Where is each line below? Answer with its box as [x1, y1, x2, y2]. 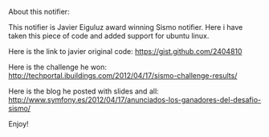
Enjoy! [8, 119, 30, 128]
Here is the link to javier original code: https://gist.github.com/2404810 [8, 47, 243, 56]
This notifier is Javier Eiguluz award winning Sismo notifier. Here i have [8, 23, 243, 31]
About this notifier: [8, 7, 70, 16]
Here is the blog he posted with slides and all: [8, 86, 159, 96]
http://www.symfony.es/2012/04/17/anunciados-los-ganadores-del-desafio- [8, 95, 262, 104]
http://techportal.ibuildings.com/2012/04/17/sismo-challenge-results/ [8, 71, 238, 80]
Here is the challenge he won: [8, 62, 107, 72]
